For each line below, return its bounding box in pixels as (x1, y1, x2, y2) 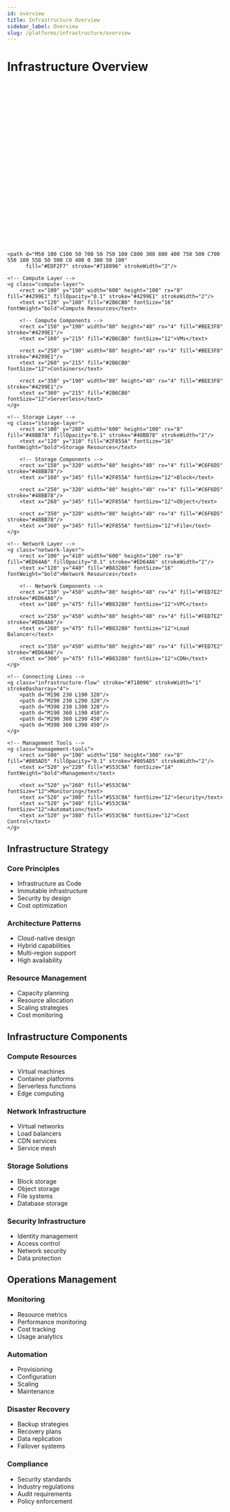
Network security (17, 1246, 67, 1255)
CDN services (17, 1137, 57, 1145)
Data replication (17, 1435, 63, 1443)
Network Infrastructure (7, 1106, 87, 1116)
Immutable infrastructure (17, 886, 88, 895)
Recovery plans (17, 1427, 62, 1435)
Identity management (17, 1232, 78, 1240)
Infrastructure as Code (17, 879, 82, 887)
